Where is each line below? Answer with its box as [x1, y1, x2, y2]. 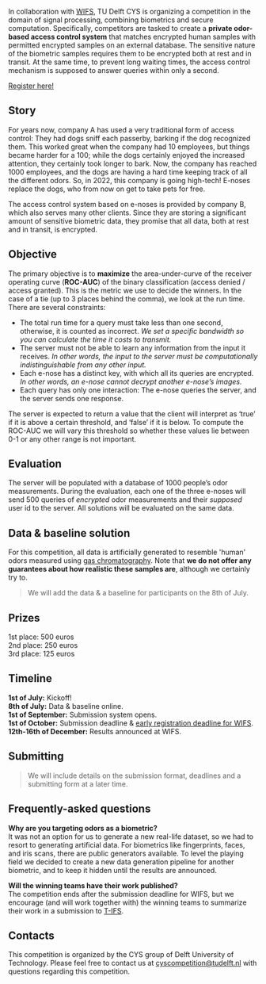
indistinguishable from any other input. [19, 360, 146, 369]
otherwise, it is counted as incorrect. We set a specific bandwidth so [19, 326, 244, 335]
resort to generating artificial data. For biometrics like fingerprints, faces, [8, 840, 245, 849]
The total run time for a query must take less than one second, [19, 317, 223, 327]
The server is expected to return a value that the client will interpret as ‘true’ [8, 408, 256, 419]
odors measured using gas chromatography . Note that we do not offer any [8, 556, 252, 565]
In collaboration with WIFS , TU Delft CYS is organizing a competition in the [8, 7, 251, 16]
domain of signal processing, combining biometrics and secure [8, 15, 214, 25]
